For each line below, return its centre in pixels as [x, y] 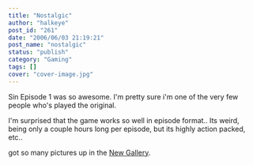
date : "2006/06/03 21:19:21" [56, 37]
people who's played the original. [62, 105]
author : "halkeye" [38, 23]
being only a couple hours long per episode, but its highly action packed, [127, 129]
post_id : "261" [33, 30]
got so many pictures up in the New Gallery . [79, 152]
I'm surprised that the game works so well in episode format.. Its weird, [124, 120]
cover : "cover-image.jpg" [51, 74]
